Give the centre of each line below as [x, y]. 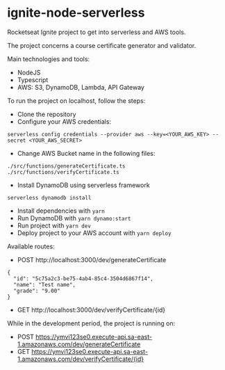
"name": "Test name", [45, 284]
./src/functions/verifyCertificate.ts [63, 172]
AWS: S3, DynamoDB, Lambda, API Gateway [81, 87]
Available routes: [31, 246]
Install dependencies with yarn [61, 211]
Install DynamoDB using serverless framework [84, 185]
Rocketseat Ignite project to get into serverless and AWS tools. [97, 32]
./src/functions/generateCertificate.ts [67, 166]
